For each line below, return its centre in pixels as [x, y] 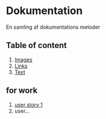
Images [23, 59]
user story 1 [29, 104]
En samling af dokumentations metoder [53, 27]
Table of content [36, 45]
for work [22, 91]
